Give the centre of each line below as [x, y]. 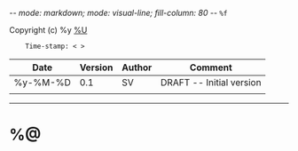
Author [137, 68]
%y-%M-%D [42, 82]
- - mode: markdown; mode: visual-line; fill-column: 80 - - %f [118, 13]
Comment [211, 68]
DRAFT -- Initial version [211, 82]
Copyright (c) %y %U [48, 30]
